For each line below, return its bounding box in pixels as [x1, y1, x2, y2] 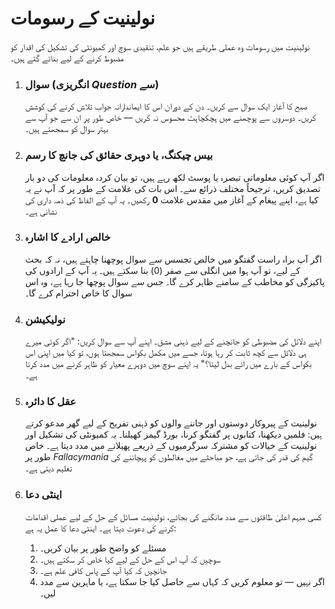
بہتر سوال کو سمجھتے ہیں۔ [24, 123, 109, 135]
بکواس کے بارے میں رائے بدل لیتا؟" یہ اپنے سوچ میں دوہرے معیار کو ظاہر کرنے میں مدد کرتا [24, 358, 312, 370]
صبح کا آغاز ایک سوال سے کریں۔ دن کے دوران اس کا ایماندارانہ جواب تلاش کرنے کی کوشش [24, 100, 308, 112]
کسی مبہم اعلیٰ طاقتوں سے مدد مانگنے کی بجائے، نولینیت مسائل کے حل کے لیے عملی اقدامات [24, 510, 322, 522]
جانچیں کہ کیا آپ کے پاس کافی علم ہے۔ [39, 564, 168, 576]
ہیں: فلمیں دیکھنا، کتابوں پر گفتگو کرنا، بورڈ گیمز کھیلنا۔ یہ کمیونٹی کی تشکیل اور [24, 428, 323, 441]
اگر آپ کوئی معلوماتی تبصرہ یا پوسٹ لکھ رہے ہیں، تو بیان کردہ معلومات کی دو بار [24, 171, 325, 183]
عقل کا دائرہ [24, 395, 77, 409]
